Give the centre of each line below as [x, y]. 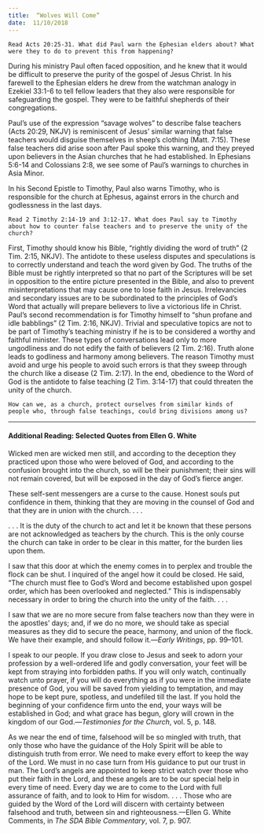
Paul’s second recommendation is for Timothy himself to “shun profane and [130, 315]
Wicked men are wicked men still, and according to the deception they [122, 453]
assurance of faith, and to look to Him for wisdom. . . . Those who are [120, 795]
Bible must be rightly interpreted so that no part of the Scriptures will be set [130, 273]
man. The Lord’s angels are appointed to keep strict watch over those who [128, 770]
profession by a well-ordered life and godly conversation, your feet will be [128, 663]
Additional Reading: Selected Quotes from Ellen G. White [103, 436]
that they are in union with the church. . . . [75, 510]
